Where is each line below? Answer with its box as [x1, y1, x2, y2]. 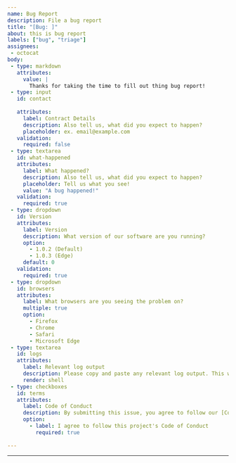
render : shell [22, 376, 65, 383]
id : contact [16, 96, 52, 103]
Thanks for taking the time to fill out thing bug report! [29, 82, 206, 89]
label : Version [22, 226, 68, 233]
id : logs [16, 350, 42, 357]
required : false [22, 141, 71, 148]
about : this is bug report [7, 30, 86, 37]
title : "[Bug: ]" [7, 23, 58, 30]
